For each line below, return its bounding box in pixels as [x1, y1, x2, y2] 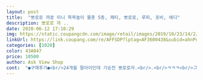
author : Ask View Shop [6, 59, 63, 65]
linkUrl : [6, 37, 28, 43]
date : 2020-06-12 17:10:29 [6, 25, 74, 32]
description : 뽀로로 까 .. [6, 20, 69, 26]
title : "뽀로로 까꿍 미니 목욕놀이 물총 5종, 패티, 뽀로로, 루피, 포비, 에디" [6, 14, 180, 20]
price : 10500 [6, 54, 39, 60]
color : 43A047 [6, 48, 42, 54]
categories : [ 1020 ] [6, 43, 56, 49]
